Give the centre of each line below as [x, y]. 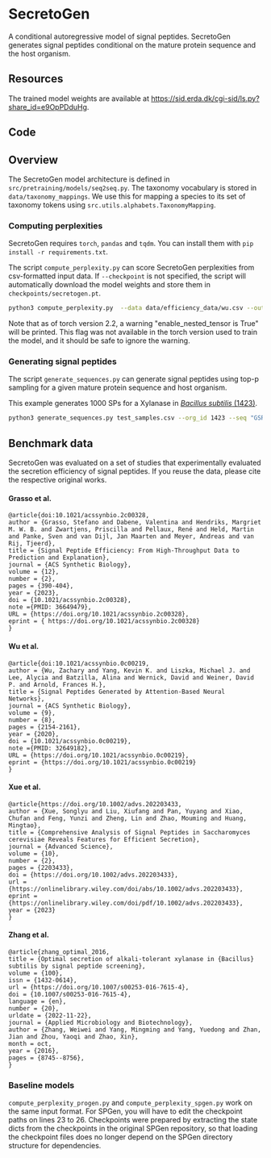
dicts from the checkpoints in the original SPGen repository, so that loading [133, 1129]
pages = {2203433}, [41, 867]
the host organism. [40, 53]
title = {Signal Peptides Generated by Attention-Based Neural [117, 692]
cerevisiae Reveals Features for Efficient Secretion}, [104, 839]
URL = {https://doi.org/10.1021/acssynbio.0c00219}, [99, 755]
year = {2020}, [34, 734]
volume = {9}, [32, 713]
